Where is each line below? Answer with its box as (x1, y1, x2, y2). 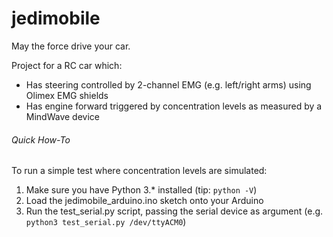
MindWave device (25, 110, 100, 122)
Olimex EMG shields (25, 89, 109, 101)
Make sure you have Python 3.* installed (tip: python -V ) (25, 184, 258, 196)
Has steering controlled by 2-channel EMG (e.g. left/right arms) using (25, 78, 312, 91)
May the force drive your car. (11, 40, 131, 52)
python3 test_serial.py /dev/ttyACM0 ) (25, 216, 187, 228)
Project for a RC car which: (11, 59, 123, 71)
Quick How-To (11, 133, 71, 146)
